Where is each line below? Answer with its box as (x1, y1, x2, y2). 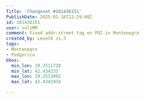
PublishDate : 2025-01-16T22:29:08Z (6, 14, 93, 20)
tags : (6, 41, 19, 47)
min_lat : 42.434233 (11, 68, 59, 74)
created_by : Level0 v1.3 (6, 36, 66, 41)
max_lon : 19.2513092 (11, 73, 61, 79)
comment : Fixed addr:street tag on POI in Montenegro (6, 30, 140, 36)
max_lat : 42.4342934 (11, 79, 61, 85)
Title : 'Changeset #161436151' (6, 8, 82, 15)
